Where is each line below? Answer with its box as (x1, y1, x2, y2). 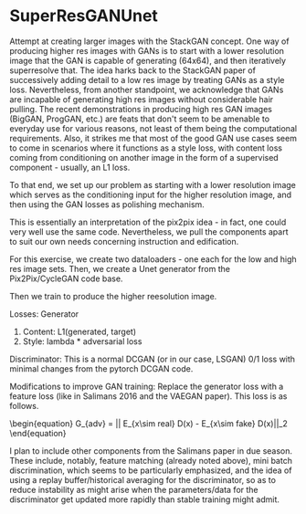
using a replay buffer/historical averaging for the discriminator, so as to (9, 474, 277, 485)
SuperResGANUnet (9, 5, 158, 26)
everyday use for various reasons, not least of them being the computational (9, 122, 298, 133)
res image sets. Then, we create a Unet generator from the (9, 263, 231, 274)
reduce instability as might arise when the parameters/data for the (9, 484, 259, 495)
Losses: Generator (9, 308, 79, 320)
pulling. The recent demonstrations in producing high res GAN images (9, 103, 272, 114)
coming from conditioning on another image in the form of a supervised (9, 152, 279, 163)
